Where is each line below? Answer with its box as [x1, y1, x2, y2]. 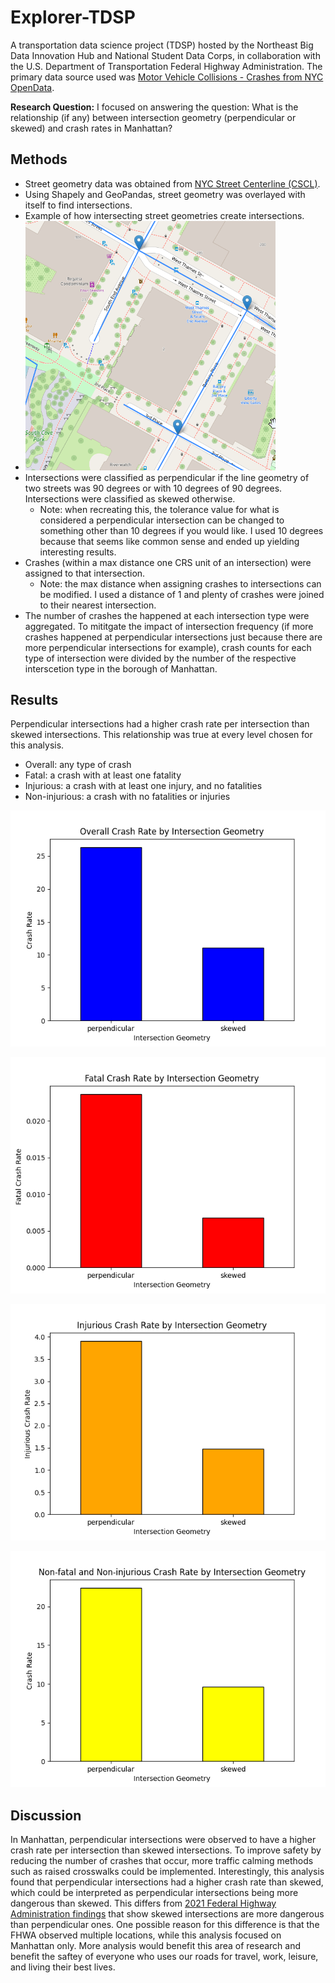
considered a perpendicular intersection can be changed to [39, 514, 285, 526]
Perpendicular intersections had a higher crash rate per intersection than [10, 718, 310, 730]
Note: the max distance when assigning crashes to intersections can [39, 577, 322, 590]
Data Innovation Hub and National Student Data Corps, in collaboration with [10, 49, 321, 61]
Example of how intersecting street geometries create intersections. [24, 209, 305, 221]
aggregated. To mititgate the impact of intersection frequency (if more [24, 620, 314, 632]
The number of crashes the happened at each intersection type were [24, 609, 310, 621]
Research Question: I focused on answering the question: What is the [10, 101, 299, 113]
